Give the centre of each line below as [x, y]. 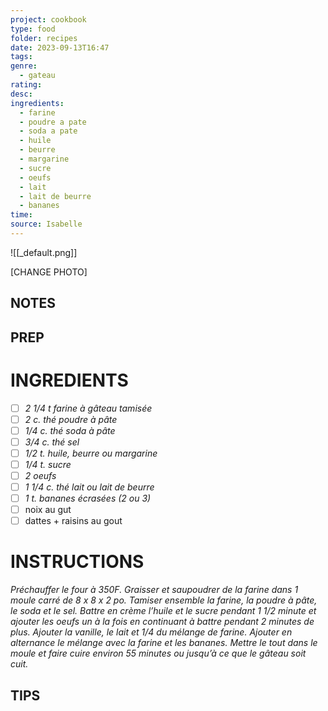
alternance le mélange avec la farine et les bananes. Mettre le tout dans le [164, 643]
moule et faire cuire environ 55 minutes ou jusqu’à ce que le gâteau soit [158, 653]
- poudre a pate [53, 122]
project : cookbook [48, 19]
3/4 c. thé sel [52, 442]
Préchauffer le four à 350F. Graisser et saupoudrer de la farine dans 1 [154, 590]
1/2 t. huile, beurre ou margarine [91, 453]
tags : [21, 57]
